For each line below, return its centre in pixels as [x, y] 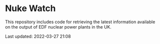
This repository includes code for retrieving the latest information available [80, 22]
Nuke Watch [31, 8]
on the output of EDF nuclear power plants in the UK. [58, 27]
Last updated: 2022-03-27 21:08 [38, 36]
